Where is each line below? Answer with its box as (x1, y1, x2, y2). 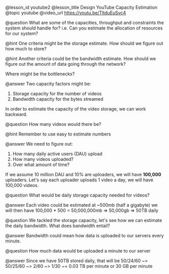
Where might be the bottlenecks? (5, 71, 75, 77)
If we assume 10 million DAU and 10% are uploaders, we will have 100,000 (5, 172, 161, 177)
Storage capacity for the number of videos (12, 91, 102, 96)
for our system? (5, 31, 38, 36)
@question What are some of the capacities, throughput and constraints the (5, 20, 164, 25)
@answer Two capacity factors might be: (5, 81, 91, 87)
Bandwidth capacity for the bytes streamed (12, 96, 104, 102)
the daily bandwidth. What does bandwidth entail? (5, 223, 110, 229)
